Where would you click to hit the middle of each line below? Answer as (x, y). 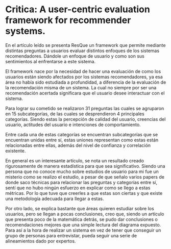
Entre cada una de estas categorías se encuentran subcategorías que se (82, 134)
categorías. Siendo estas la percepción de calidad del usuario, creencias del (86, 119)
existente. (16, 151)
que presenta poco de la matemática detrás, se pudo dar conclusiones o (82, 219)
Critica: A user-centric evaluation (78, 9)
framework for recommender (68, 20)
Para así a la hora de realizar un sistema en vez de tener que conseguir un (83, 230)
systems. (26, 31)
